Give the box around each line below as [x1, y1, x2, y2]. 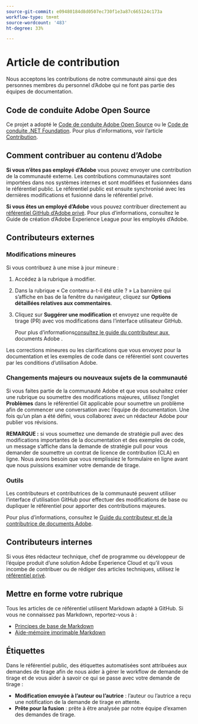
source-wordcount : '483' [6, 20, 67, 25]
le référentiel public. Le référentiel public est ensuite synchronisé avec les [6, 185, 186, 192]
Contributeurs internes [6, 537, 93, 548]
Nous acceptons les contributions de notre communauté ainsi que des [6, 75, 177, 83]
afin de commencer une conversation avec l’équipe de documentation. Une [6, 406, 190, 413]
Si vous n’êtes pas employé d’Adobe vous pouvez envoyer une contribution [6, 166, 191, 173]
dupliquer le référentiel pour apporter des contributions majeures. [6, 503, 166, 510]
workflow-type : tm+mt [6, 14, 60, 20]
